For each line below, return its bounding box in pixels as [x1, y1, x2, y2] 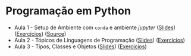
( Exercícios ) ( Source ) [14, 30, 67, 37]
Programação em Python [5, 4, 131, 18]
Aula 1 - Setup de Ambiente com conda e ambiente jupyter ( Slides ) [14, 24, 176, 31]
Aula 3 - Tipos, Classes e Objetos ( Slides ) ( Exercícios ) [14, 43, 147, 50]
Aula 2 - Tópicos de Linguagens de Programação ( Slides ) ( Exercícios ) [14, 36, 186, 43]
